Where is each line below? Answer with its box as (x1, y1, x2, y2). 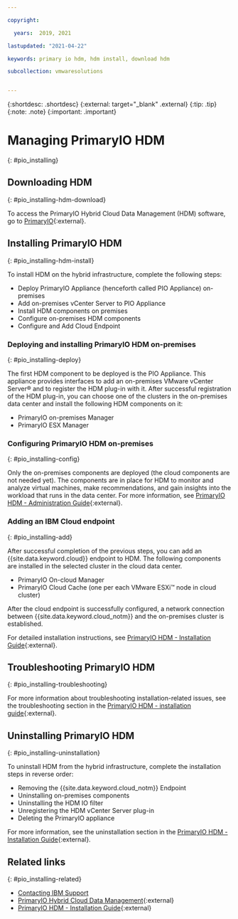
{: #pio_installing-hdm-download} (7, 195, 107, 203)
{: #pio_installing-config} (7, 455, 80, 463)
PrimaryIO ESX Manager (17, 420, 89, 429)
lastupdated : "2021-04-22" (7, 42, 87, 50)
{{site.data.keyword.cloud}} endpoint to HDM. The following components (7, 554, 222, 563)
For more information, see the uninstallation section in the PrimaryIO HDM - (7, 828, 229, 836)
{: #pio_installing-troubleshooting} (7, 680, 108, 689)
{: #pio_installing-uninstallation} (7, 748, 101, 758)
